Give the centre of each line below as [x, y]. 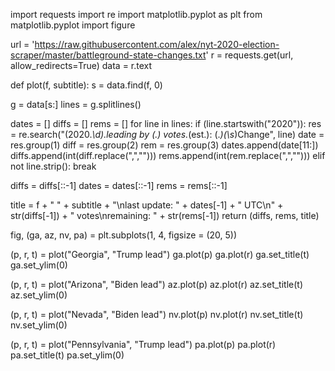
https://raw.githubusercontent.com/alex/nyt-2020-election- [157, 44]
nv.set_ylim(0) [39, 325]
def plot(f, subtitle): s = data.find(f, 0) [86, 85]
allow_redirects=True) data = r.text [81, 65]
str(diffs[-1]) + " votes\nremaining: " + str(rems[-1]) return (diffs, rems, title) [165, 215]
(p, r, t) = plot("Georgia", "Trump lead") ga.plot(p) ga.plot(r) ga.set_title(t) [160, 254]
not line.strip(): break [53, 166]
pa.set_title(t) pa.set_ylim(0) [67, 355]
